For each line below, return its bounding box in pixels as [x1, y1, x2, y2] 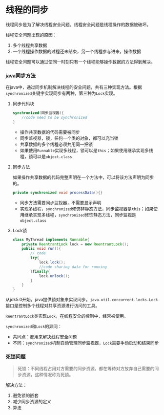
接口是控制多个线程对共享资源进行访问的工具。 [5, 303, 100, 308]
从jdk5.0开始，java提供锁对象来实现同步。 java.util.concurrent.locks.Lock [5, 297, 158, 303]
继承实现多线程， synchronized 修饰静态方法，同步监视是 [24, 212, 136, 218]
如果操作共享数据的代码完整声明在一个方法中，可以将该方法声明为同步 [12, 174, 154, 180]
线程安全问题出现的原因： [5, 32, 57, 38]
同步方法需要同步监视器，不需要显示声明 [20, 199, 102, 205]
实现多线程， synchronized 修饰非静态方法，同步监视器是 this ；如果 [20, 206, 154, 212]
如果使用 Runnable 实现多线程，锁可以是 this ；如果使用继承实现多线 [20, 147, 153, 153]
